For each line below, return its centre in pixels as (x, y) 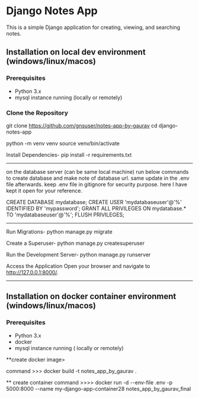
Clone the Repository (37, 112)
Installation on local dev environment (76, 52)
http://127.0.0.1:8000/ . (33, 272)
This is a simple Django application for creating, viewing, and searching (93, 27)
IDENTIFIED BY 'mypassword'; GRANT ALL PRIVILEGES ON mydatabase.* (96, 208)
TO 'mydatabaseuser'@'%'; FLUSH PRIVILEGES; (65, 215)
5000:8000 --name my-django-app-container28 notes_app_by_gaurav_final (99, 389)
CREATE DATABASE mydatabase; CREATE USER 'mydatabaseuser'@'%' (94, 202)
